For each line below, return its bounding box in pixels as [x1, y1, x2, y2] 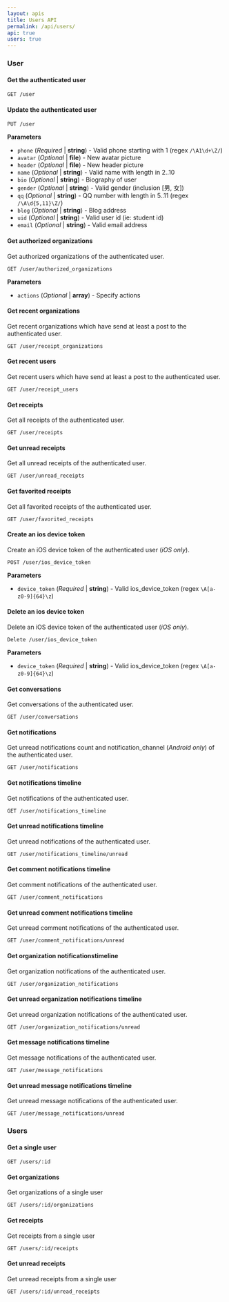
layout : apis [7, 10, 45, 17]
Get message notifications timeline [7, 1038, 110, 1047]
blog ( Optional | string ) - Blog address [17, 206, 126, 215]
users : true [7, 36, 41, 43]
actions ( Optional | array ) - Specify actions [17, 291, 141, 299]
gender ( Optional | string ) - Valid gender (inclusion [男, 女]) [17, 184, 184, 192]
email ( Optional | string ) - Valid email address [17, 221, 148, 229]
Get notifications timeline [7, 779, 81, 787]
